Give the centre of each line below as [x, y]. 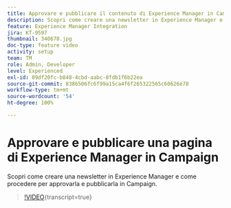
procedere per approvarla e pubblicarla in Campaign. [82, 183]
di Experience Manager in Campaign [113, 158]
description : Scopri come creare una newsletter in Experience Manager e [115, 20]
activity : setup [30, 52]
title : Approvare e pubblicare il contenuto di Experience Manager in [110, 13]
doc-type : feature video [43, 45]
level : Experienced [35, 71]
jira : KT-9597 [27, 33]
